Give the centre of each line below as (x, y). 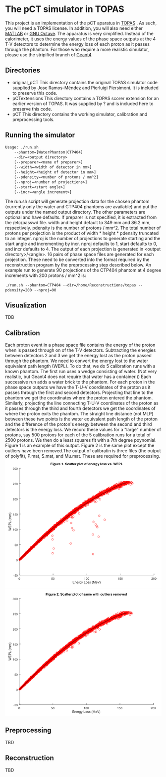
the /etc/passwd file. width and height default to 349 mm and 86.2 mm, (78, 222)
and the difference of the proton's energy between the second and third (79, 424)
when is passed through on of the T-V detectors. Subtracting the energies (81, 350)
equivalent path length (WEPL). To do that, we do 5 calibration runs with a (80, 366)
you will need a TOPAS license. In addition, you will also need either (74, 28)
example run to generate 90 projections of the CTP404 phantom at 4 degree (83, 270)
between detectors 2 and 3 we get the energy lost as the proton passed (79, 356)
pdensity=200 (19, 290)
